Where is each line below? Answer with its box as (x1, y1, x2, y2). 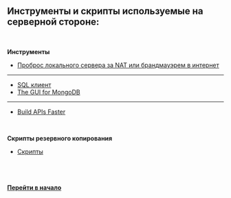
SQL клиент (16, 80, 52, 88)
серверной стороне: (7, 16, 100, 28)
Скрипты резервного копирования (7, 134, 113, 143)
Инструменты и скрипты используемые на (7, 5, 203, 17)
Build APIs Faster (16, 108, 66, 116)
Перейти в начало (7, 184, 62, 192)
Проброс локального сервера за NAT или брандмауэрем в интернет (16, 61, 220, 69)
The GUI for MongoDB (16, 88, 80, 96)
